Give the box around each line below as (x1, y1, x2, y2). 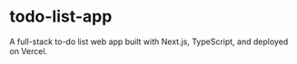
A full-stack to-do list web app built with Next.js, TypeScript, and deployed (9, 36, 289, 47)
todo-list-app (9, 6, 113, 27)
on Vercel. (9, 45, 48, 56)
